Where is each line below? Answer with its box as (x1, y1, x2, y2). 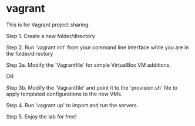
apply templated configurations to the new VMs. (6, 90, 123, 97)
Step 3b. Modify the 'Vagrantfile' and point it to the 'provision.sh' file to (6, 84, 178, 91)
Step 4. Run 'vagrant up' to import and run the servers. (6, 101, 139, 108)
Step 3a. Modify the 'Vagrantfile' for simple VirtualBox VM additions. (6, 61, 172, 69)
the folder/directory (6, 50, 53, 57)
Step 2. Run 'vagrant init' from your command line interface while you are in (6, 43, 189, 51)
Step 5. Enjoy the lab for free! (6, 113, 77, 120)
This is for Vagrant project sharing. (6, 21, 90, 28)
